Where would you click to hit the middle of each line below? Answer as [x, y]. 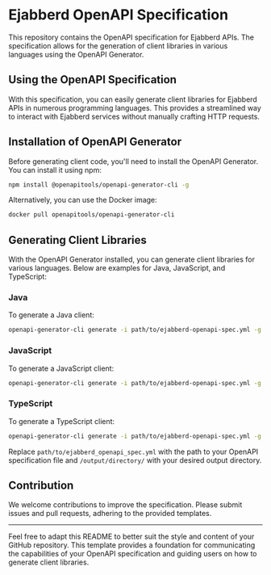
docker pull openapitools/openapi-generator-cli [92, 215]
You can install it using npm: [55, 170]
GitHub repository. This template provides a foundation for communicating [132, 545]
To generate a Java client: [52, 315]
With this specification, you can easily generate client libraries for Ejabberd [133, 99]
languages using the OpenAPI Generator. [76, 54]
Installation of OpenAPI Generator [95, 142]
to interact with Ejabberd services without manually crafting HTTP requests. [134, 116]
